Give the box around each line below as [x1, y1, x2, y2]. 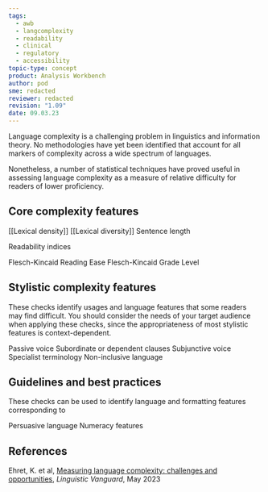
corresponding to [8, 405, 66, 415]
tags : [8, 11, 27, 20]
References [8, 444, 68, 458]
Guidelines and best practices [8, 376, 162, 390]
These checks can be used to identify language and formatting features [8, 397, 246, 407]
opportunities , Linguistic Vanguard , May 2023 [8, 474, 161, 484]
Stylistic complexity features [8, 281, 157, 294]
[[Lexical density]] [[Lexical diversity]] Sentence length [8, 226, 191, 236]
